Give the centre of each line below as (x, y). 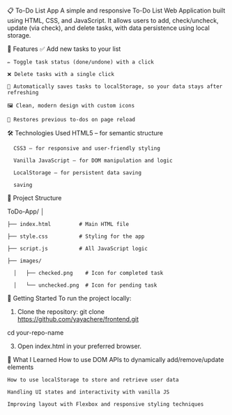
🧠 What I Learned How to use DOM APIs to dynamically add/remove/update (116, 360)
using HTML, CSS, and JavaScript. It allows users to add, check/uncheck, (113, 21)
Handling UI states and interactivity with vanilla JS (88, 392)
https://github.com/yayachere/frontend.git (78, 319)
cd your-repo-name (36, 333)
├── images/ (24, 261)
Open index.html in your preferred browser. (79, 346)
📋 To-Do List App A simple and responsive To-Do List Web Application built (116, 10)
